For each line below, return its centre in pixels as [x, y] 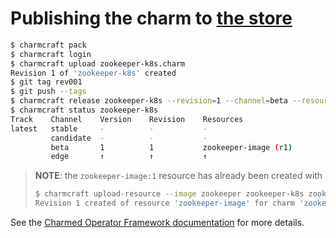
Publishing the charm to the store [151, 18]
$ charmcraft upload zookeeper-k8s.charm [98, 63]
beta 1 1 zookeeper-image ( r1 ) [171, 147]
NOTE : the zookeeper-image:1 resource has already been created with [178, 176]
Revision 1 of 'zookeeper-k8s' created [93, 73]
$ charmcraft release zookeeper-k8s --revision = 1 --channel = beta [149, 101]
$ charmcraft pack [48, 45]
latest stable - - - [109, 128]
